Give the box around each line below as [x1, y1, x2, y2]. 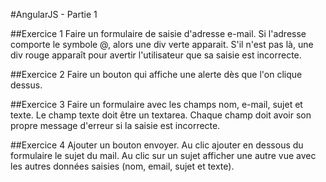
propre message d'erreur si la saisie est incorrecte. [10, 120, 221, 131]
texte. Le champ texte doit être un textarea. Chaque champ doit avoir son [10, 109, 312, 121]
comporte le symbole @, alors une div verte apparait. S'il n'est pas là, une [10, 39, 314, 50]
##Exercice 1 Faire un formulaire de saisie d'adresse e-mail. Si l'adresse [10, 28, 307, 39]
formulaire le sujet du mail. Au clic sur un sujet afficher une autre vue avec [10, 150, 317, 161]
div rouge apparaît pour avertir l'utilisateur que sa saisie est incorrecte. [10, 49, 302, 61]
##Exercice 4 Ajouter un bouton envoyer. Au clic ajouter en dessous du [10, 139, 304, 151]
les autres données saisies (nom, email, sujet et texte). [10, 160, 235, 172]
